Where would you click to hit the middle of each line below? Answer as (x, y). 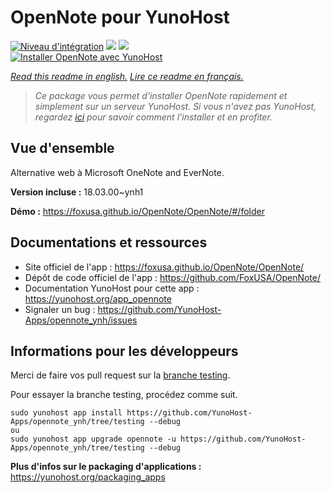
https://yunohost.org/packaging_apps (88, 477)
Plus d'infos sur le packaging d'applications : (106, 467)
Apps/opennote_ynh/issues (81, 320)
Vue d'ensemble (62, 148)
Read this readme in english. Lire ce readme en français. (127, 76)
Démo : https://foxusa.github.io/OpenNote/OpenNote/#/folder (137, 211)
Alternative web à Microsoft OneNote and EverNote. (117, 172)
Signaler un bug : (60, 309)
